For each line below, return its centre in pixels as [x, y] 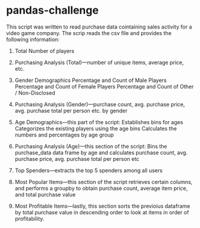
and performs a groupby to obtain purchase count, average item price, [101, 188]
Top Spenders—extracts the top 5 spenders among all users [88, 170]
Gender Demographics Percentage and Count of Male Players [90, 80]
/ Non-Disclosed [35, 93]
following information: [33, 39]
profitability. [29, 218]
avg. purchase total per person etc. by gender [71, 110]
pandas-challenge [53, 10]
